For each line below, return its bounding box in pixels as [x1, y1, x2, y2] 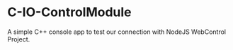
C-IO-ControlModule [7, 4, 132, 20]
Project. [7, 35, 30, 43]
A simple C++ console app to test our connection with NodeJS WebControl [7, 27, 227, 36]
